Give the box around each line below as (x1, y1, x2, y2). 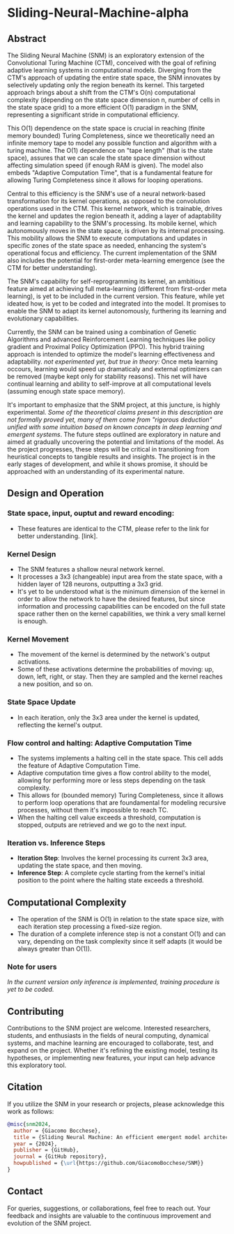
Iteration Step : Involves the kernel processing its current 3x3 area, (17, 854, 209, 863)
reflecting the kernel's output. (17, 720, 103, 729)
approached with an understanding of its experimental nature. (7, 468, 185, 475)
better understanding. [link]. (17, 532, 98, 540)
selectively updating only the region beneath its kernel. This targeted (7, 81, 205, 89)
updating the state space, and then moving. (17, 861, 143, 870)
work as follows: (7, 1107, 54, 1115)
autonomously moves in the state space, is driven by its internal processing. (7, 227, 225, 235)
